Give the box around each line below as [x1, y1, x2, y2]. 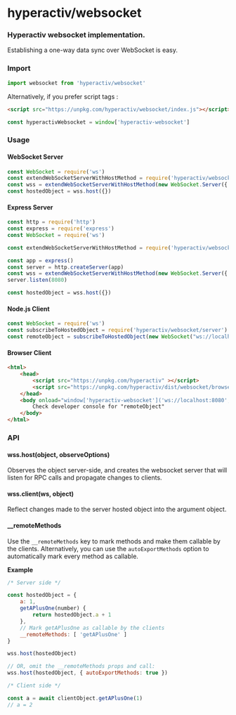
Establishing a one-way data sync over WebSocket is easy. [7, 46, 178, 54]
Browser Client [7, 348, 52, 356]
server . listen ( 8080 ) [7, 276, 68, 284]
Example [7, 565, 34, 574]
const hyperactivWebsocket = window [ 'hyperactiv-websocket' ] [7, 118, 190, 126]
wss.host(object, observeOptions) [7, 450, 110, 458]
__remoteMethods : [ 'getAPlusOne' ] [20, 631, 128, 638]
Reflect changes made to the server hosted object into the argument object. [7, 505, 227, 514]
